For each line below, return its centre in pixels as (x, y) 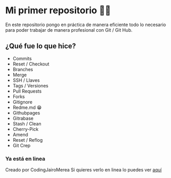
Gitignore (23, 102)
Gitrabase (23, 118)
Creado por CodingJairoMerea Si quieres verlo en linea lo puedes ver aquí (84, 170)
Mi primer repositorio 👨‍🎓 (58, 10)
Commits (22, 58)
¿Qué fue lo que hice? (41, 46)
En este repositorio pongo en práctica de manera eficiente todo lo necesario (86, 25)
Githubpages (26, 113)
